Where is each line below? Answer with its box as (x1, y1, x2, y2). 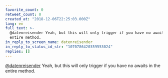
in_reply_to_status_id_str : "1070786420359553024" (5, 44, 113, 49)
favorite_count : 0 (5, 7, 43, 12)
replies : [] (5, 49, 30, 54)
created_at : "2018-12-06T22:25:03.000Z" (5, 16, 91, 21)
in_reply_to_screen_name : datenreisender (5, 40, 93, 45)
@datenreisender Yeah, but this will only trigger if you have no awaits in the (5, 63, 161, 69)
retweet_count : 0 (5, 12, 41, 17)
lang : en (5, 21, 23, 26)
